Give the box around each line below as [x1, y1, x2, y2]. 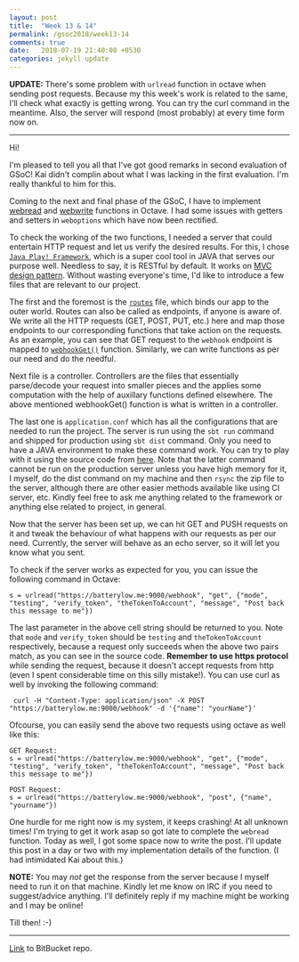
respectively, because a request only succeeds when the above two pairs [9, 641, 279, 651]
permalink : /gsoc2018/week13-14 [9, 29, 129, 38]
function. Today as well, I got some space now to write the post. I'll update [9, 836, 282, 846]
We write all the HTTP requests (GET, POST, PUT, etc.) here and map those [9, 315, 286, 326]
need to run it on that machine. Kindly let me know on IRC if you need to [9, 881, 273, 892]
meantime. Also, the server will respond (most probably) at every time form [9, 108, 285, 118]
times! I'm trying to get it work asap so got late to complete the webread [9, 826, 270, 836]
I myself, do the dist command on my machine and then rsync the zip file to [9, 473, 285, 484]
